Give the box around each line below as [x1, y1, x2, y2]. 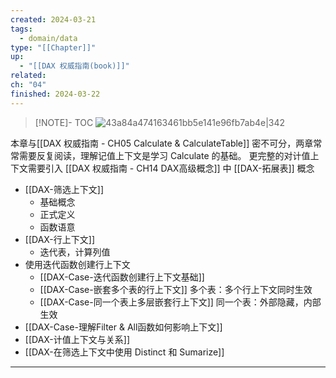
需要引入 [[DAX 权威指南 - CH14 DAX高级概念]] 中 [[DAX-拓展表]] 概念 [27, 162, 315, 174]
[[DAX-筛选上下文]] [24, 183, 105, 195]
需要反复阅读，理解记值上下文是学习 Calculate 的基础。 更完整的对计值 [18, 149, 311, 161]
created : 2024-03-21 [10, 14, 97, 25]
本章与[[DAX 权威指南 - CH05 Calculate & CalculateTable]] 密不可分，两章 [10, 137, 314, 149]
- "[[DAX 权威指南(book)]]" [19, 61, 130, 71]
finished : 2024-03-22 [10, 89, 101, 99]
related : [10, 71, 47, 81]
